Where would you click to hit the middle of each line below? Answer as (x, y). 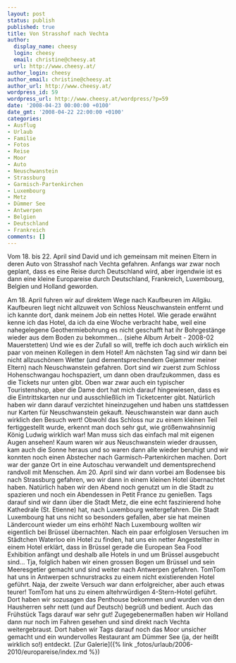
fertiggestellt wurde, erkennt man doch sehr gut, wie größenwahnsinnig (112, 428)
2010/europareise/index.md (48, 652)
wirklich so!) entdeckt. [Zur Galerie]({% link (70, 645)
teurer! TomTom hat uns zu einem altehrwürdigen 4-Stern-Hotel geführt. (112, 592)
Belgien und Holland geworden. (53, 287)
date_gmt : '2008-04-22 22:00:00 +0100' (66, 112)
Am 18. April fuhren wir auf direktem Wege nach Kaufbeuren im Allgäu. (110, 300)
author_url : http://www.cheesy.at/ (60, 86)
